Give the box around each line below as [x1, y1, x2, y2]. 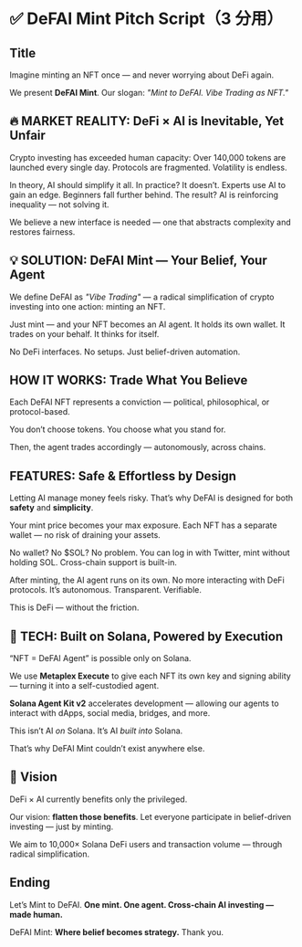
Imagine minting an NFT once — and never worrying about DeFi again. [9, 69, 275, 80]
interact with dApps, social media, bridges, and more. [9, 708, 211, 719]
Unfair [9, 128, 46, 143]
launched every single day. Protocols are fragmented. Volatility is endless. [9, 162, 287, 173]
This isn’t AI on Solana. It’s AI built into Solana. [9, 725, 183, 736]
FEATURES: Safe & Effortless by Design [9, 468, 237, 484]
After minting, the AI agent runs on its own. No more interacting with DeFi [9, 574, 285, 585]
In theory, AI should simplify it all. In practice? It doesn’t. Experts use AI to [9, 179, 286, 190]
